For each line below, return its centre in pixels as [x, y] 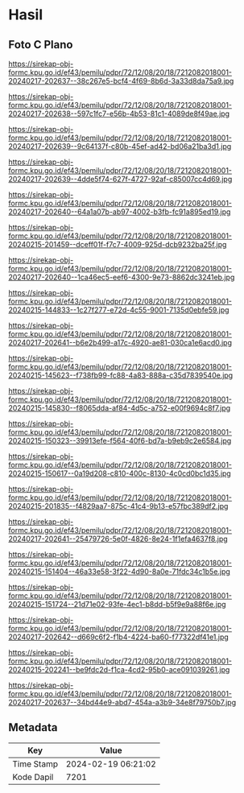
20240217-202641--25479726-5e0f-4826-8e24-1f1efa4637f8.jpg [118, 539]
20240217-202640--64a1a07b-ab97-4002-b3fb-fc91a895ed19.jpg [120, 212]
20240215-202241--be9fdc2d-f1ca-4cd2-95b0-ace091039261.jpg [119, 669]
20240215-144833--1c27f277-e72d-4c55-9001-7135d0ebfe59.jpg [119, 310]
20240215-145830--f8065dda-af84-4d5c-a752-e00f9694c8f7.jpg [120, 408]
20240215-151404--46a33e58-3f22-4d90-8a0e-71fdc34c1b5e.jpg [120, 572]
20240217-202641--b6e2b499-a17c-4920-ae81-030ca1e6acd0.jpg [120, 343]
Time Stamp [35, 764]
